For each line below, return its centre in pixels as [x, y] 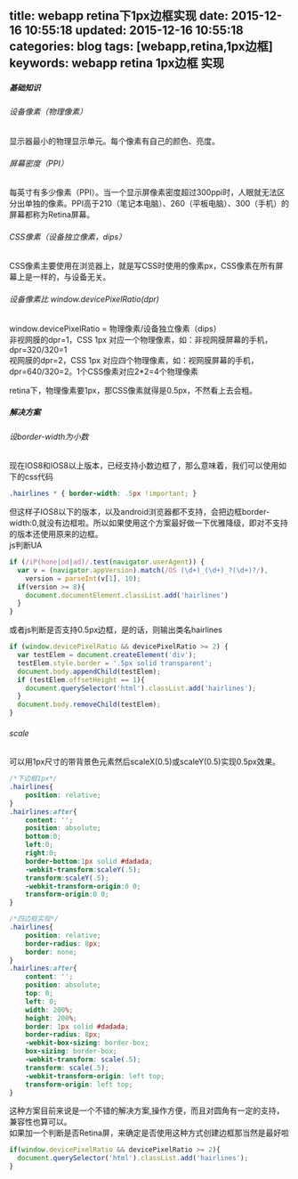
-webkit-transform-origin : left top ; [95, 1076]
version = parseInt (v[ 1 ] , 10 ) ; [83, 578]
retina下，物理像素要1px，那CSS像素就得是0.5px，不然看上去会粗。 [133, 390]
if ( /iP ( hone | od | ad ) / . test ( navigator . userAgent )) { [107, 562]
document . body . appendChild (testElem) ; [89, 671]
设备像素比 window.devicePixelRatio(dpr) [85, 299]
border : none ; [51, 952]
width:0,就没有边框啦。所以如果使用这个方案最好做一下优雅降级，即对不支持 [149, 523]
